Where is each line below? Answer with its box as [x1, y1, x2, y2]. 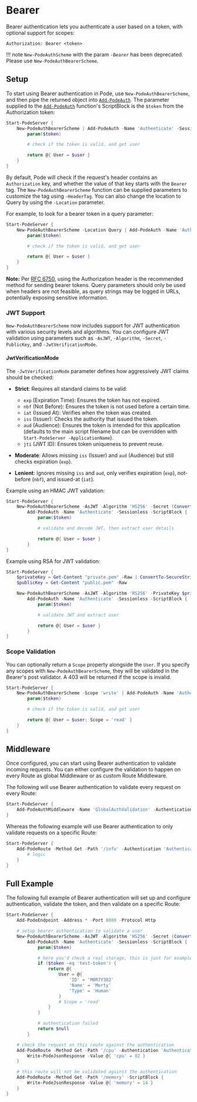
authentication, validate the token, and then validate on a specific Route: [6, 901, 181, 908]
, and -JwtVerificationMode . [29, 341, 98, 348]
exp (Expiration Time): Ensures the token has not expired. [23, 397, 161, 404]
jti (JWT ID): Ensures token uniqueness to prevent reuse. [23, 440, 164, 447]
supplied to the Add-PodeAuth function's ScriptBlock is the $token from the [6, 102, 184, 109]
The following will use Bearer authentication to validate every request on [6, 784, 181, 791]
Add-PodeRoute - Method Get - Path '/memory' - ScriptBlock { [16, 1074, 164, 1080]
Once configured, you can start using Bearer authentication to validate [6, 760, 176, 767]
